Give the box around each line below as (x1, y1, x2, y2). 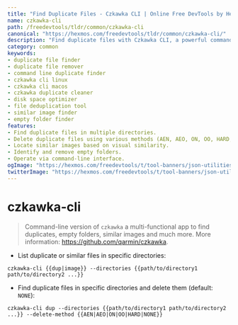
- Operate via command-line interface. (7, 155, 125, 163)
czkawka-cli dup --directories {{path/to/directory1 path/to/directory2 (7, 304, 227, 312)
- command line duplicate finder (7, 69, 106, 76)
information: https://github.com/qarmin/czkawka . (24, 237, 169, 246)
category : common (7, 43, 59, 50)
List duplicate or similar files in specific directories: (17, 251, 166, 259)
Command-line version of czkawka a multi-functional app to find (24, 222, 210, 231)
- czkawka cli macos (7, 83, 69, 90)
